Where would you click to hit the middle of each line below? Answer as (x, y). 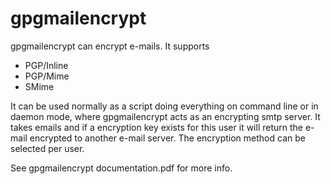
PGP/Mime (47, 76)
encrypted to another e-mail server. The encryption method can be (167, 138)
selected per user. (47, 148)
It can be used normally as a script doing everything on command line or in (164, 106)
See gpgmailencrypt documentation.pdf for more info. (121, 168)
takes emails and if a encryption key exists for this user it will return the (156, 127)
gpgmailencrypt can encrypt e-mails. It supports (110, 46)
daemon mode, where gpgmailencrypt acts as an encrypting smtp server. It (165, 116)
